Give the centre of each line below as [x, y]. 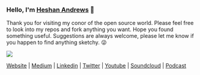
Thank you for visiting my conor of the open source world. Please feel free [100, 23]
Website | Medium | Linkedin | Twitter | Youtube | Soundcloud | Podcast [96, 66]
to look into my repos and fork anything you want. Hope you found [90, 29]
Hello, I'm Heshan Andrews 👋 [50, 10]
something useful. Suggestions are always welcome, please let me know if [100, 36]
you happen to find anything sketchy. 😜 [57, 43]
